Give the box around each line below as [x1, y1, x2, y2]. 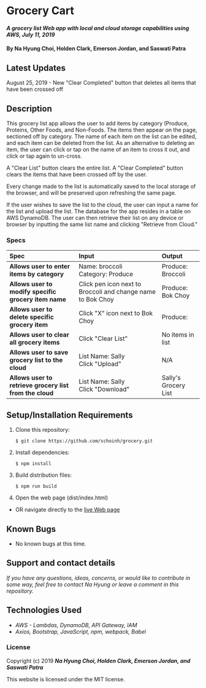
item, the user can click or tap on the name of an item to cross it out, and [6, 146, 190, 153]
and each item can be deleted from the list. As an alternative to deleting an [6, 139, 195, 146]
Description [6, 103, 52, 114]
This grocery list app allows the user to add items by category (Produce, [6, 120, 189, 127]
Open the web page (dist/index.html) [15, 494, 109, 501]
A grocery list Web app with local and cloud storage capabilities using [6, 24, 189, 31]
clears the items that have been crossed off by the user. [6, 171, 148, 178]
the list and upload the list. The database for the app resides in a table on [6, 208, 191, 215]
